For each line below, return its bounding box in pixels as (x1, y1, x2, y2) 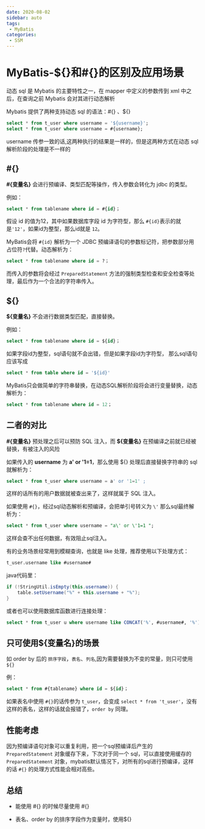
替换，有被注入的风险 (6, 445, 60, 452)
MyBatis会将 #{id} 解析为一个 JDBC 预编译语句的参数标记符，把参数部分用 (6, 238, 195, 246)
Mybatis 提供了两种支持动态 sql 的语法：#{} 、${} (6, 108, 131, 115)
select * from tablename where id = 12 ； (6, 401, 112, 407)
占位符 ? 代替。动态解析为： (6, 246, 74, 253)
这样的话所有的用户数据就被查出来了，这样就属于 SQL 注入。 (6, 490, 159, 497)
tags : (6, 20, 20, 26)
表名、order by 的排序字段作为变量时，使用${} (15, 816, 132, 823)
